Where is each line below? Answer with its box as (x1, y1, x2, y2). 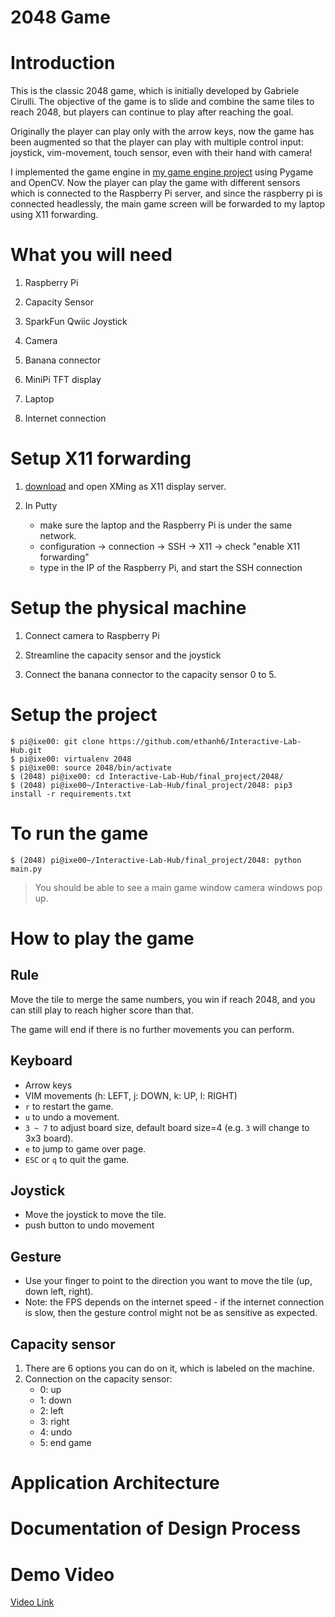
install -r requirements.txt (10, 789, 132, 799)
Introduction (10, 52, 116, 75)
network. (39, 530, 77, 541)
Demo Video (10, 1563, 115, 1586)
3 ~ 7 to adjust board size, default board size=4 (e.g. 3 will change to (24, 1121, 310, 1133)
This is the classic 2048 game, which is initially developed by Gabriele (10, 85, 300, 97)
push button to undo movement (24, 1219, 155, 1231)
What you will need (10, 244, 173, 266)
